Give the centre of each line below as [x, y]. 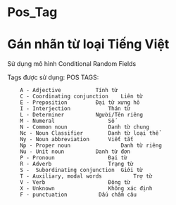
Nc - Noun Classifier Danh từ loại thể [89, 133]
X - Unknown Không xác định [86, 189]
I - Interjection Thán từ [75, 109]
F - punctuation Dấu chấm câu [78, 195]
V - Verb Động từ [75, 183]
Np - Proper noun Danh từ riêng [91, 146]
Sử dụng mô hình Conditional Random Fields [72, 64]
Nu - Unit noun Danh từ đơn [75, 152]
